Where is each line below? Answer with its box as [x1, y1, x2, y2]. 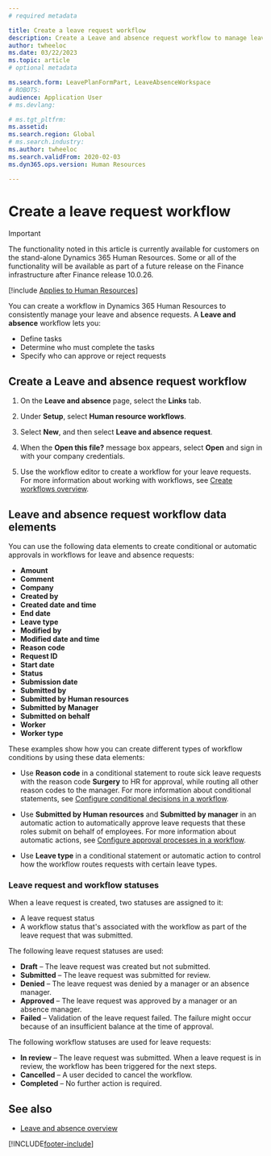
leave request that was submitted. [19, 930, 133, 940]
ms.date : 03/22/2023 [8, 49, 78, 57]
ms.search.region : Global [8, 131, 95, 139]
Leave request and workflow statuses [8, 879, 160, 891]
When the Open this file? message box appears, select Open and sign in [19, 443, 263, 452]
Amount [19, 566, 48, 576]
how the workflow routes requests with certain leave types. [19, 859, 218, 869]
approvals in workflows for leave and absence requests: [8, 550, 195, 560]
